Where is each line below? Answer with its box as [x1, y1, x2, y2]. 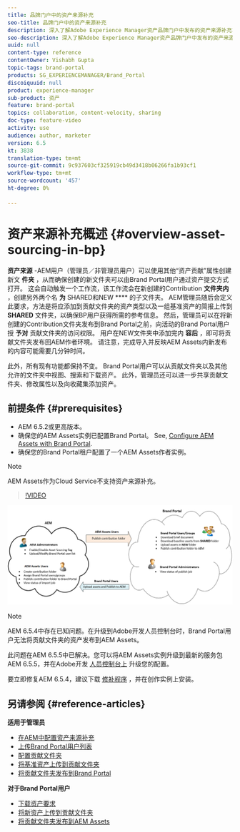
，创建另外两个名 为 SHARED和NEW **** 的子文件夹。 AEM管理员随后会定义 [7, 293, 233, 301]
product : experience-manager [7, 86, 94, 94]
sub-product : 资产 [7, 94, 60, 101]
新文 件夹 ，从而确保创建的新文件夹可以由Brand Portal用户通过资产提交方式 [7, 275, 229, 283]
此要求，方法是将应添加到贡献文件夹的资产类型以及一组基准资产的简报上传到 [7, 302, 233, 310]
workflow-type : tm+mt [7, 170, 72, 177]
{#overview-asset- [110, 225, 226, 242]
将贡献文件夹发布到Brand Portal [17, 769, 111, 778]
